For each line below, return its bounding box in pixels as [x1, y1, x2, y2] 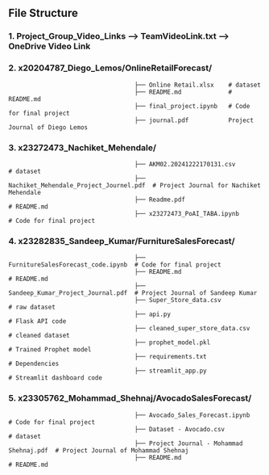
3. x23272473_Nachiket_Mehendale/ [8, 141, 157, 153]
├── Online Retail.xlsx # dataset [134, 81, 262, 89]
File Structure [8, 6, 78, 20]
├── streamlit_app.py [134, 367, 207, 375]
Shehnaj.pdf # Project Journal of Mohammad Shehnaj [8, 446, 189, 455]
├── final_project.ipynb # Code [134, 102, 250, 110]
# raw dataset [8, 303, 56, 312]
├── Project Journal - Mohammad [134, 439, 243, 448]
